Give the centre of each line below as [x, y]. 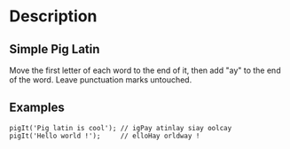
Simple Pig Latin [55, 49]
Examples [37, 108]
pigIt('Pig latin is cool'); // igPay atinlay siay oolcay [121, 128]
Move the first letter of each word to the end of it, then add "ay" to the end [145, 70]
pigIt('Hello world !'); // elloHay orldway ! [105, 136]
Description [53, 16]
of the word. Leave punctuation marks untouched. [101, 80]
